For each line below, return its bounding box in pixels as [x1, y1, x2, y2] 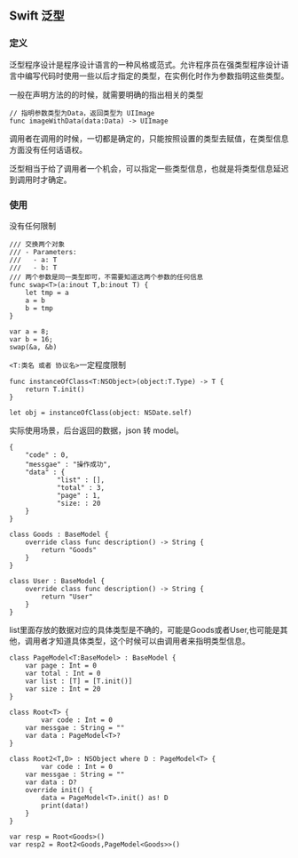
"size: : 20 [56, 499, 101, 508]
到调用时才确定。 [9, 174, 72, 185]
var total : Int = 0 [25, 669, 101, 678]
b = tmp [25, 303, 53, 313]
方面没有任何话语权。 [9, 144, 87, 155]
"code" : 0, [25, 450, 69, 460]
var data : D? [25, 777, 77, 787]
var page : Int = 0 [25, 661, 98, 670]
